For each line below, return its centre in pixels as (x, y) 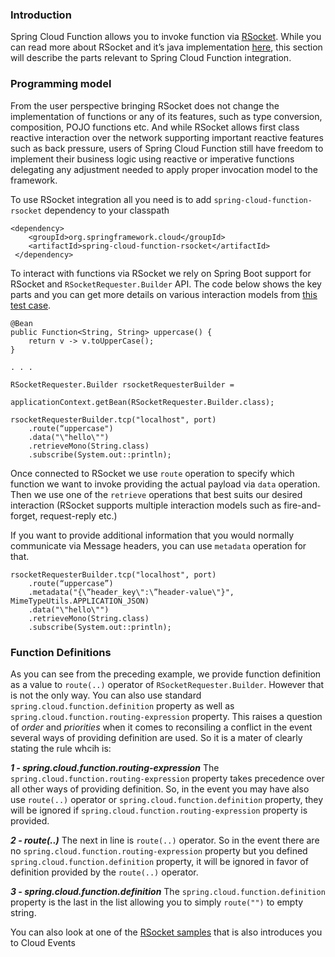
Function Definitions (61, 652)
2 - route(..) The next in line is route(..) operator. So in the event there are (165, 840)
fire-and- (302, 505)
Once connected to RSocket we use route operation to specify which (152, 473)
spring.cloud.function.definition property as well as (122, 705)
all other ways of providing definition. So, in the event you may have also (160, 789)
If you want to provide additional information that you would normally (152, 535)
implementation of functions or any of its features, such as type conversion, (166, 116)
